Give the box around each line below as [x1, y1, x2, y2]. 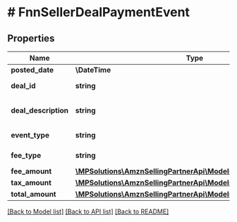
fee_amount [11, 166, 52, 176]
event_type [11, 130, 49, 140]
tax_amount [11, 178, 51, 187]
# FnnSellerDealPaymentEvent [7, 4, 190, 20]
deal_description [11, 106, 69, 115]
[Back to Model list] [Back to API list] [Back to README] [7, 207, 169, 216]
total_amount [11, 190, 56, 199]
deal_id [11, 81, 36, 90]
